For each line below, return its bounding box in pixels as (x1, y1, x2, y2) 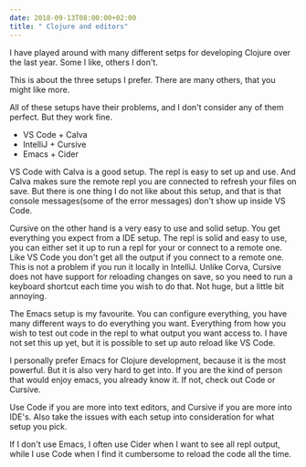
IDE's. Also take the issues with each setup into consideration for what (9, 411, 275, 422)
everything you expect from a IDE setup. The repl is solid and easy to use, (9, 232, 288, 243)
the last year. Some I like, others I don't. (9, 57, 158, 67)
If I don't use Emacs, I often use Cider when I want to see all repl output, (9, 439, 280, 450)
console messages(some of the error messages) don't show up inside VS (9, 195, 286, 206)
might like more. (9, 84, 70, 95)
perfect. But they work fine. (9, 111, 112, 122)
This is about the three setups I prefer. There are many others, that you (9, 74, 276, 85)
